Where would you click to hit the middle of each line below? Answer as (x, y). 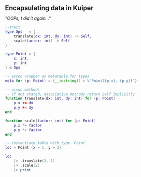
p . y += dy (24, 108)
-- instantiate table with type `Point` (46, 143)
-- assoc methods (22, 89)
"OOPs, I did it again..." (28, 18)
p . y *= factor (28, 130)
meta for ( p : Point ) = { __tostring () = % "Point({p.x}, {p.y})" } (71, 81)
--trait (13, 27)
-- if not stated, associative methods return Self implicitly (70, 94)
